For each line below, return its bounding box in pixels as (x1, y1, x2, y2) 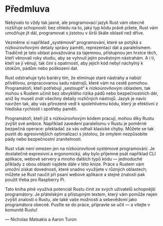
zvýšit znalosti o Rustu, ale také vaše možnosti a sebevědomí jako (5, 196, 137, 202)
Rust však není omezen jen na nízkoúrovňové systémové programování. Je (5, 145, 155, 151)
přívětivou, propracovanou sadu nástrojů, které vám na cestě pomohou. (5, 80, 148, 86)
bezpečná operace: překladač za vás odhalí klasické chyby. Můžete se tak (5, 125, 154, 131)
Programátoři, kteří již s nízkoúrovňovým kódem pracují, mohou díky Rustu (5, 115, 154, 121)
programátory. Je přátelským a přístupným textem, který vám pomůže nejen (5, 191, 158, 197)
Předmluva (5, 3, 50, 15)
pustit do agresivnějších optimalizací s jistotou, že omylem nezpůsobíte (5, 131, 147, 137)
